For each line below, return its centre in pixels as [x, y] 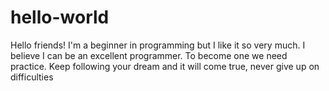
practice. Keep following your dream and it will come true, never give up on [165, 66]
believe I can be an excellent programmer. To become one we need [149, 55]
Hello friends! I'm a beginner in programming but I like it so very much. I [158, 45]
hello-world [60, 17]
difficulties [32, 77]
